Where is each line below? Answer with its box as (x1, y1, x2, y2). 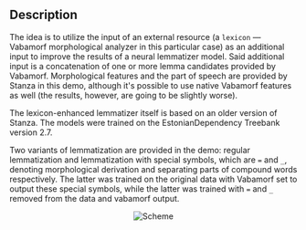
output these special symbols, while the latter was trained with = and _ (9, 183, 274, 194)
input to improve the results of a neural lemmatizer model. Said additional (9, 50, 285, 62)
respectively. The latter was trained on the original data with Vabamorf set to (9, 173, 298, 184)
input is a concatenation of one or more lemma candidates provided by (9, 60, 277, 71)
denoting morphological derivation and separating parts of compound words (9, 163, 298, 174)
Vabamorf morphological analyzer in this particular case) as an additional (9, 41, 285, 52)
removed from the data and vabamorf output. (9, 193, 180, 204)
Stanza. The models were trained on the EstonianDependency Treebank (9, 117, 280, 128)
